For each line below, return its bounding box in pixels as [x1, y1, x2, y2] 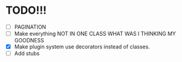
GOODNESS [14, 37, 44, 44]
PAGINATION [14, 23, 47, 30]
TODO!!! [5, 4, 47, 17]
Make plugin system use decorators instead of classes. [14, 43, 150, 51]
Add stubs [14, 50, 40, 57]
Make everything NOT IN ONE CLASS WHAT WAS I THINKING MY [14, 30, 177, 37]
